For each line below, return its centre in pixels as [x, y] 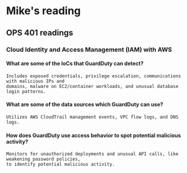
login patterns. [26, 92]
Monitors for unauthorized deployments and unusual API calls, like [92, 154]
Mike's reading [43, 11]
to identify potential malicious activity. [61, 164]
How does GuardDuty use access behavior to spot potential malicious [94, 135]
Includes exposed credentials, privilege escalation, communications [94, 76]
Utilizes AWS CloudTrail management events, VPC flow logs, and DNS [92, 117]
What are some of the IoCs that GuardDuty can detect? [75, 64]
